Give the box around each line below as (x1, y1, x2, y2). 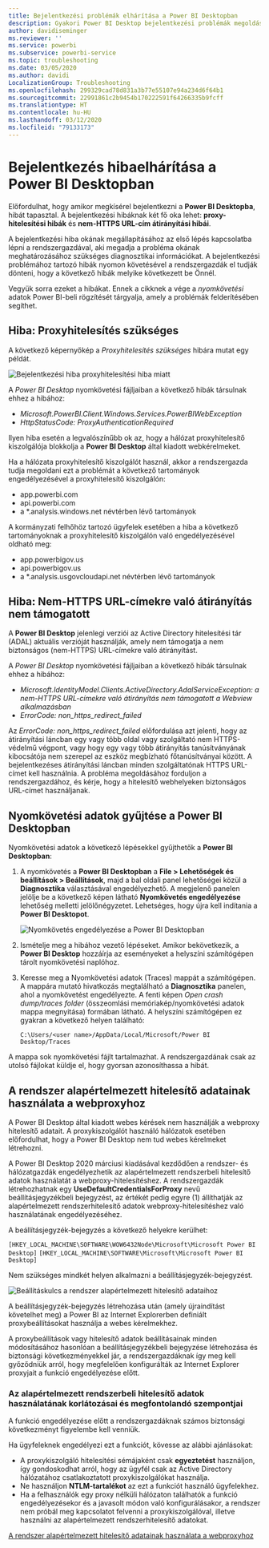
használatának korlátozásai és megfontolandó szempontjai (8, 1397, 243, 1409)
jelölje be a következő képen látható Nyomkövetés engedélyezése (19, 893, 242, 902)
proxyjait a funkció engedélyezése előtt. (8, 1368, 140, 1377)
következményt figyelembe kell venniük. (8, 1425, 141, 1434)
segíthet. (8, 300, 38, 310)
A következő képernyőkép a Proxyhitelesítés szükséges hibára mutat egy (8, 345, 250, 355)
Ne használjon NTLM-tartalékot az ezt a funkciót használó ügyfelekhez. (19, 1481, 259, 1491)
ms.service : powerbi (8, 42, 78, 50)
